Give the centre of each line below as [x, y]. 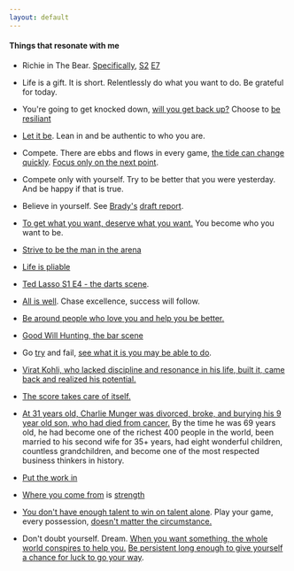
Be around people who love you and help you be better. [123, 318]
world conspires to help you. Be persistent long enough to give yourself [152, 548]
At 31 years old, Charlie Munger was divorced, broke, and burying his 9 [151, 413]
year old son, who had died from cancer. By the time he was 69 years [149, 422]
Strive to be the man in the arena [81, 250]
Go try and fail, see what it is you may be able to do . [117, 352]
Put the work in [50, 477]
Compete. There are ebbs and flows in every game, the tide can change [153, 152]
